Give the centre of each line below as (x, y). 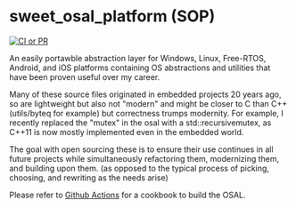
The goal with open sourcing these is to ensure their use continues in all (141, 149)
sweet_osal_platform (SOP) (112, 16)
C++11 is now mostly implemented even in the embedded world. (127, 132)
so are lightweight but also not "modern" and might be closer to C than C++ (148, 103)
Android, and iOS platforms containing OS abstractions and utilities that (140, 68)
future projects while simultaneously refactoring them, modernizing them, (144, 158)
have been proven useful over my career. (85, 76)
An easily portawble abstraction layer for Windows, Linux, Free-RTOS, (138, 58)
